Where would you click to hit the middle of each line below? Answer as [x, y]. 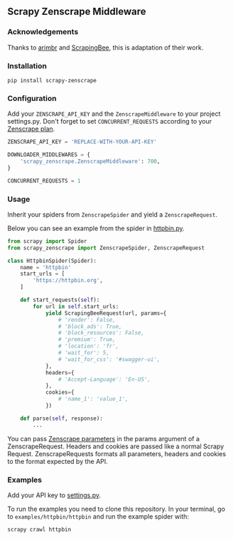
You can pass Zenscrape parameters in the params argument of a [104, 438]
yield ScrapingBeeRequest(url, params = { [106, 313]
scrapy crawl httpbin [39, 529]
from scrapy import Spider [47, 241]
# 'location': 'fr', [88, 346]
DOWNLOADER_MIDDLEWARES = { [49, 155]
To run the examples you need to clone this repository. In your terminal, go [116, 509]
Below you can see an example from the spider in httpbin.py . [96, 228]
